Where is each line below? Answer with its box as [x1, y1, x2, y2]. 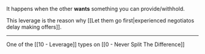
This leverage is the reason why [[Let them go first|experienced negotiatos [6, 17, 195, 24]
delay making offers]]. [6, 24, 62, 30]
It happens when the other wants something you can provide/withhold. [6, 5, 185, 12]
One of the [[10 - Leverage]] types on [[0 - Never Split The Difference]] [6, 41, 185, 48]
